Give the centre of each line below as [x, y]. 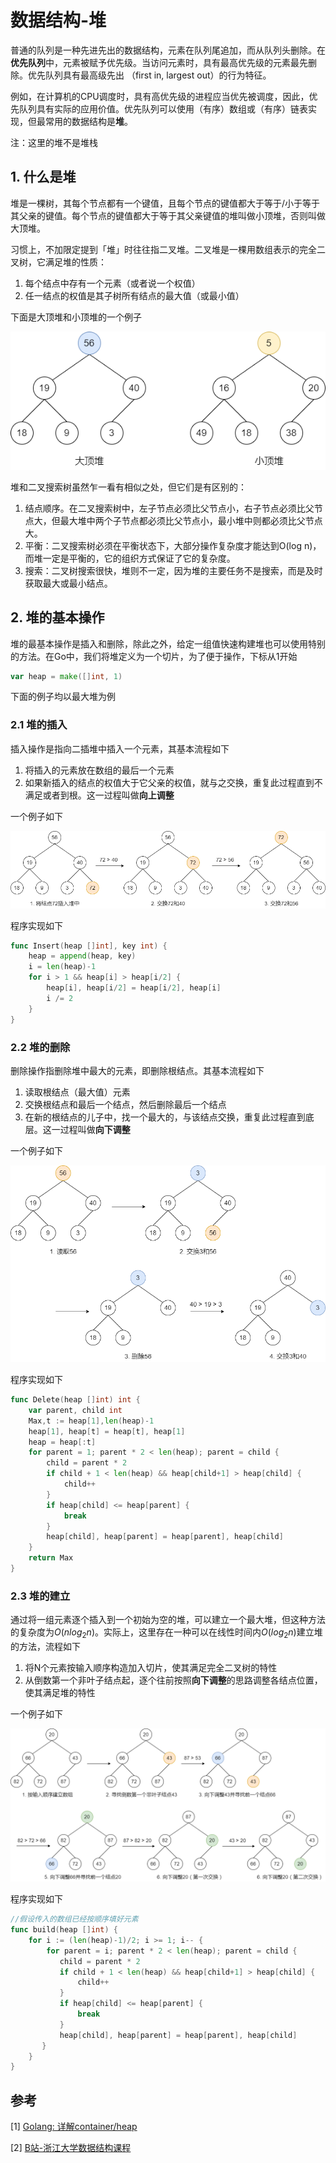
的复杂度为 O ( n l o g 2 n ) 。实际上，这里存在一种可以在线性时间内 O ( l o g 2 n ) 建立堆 [166, 1633]
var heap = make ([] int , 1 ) [66, 676]
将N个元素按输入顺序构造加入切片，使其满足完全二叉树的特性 [151, 1668]
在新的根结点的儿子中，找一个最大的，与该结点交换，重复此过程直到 [165, 1117]
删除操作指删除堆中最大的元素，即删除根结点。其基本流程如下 [137, 1070]
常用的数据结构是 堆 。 [88, 121]
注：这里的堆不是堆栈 [54, 142]
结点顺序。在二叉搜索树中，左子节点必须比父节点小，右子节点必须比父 [169, 508]
